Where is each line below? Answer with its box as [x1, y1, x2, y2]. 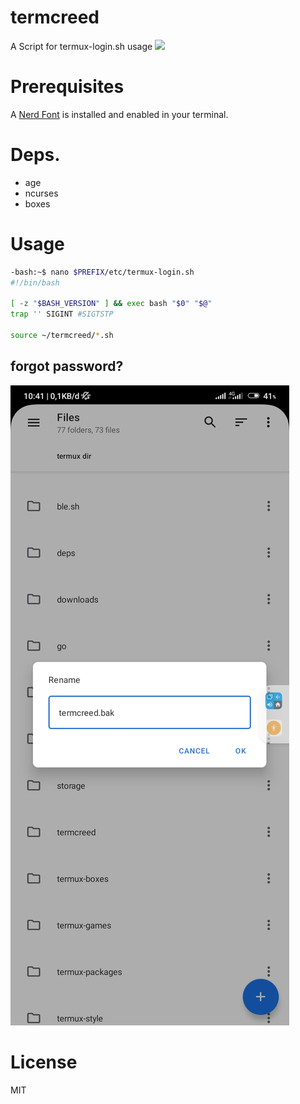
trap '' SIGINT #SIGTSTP [10, 309, 114, 320]
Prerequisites [10, 76, 125, 98]
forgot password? [10, 358, 124, 375]
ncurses [24, 187, 59, 199]
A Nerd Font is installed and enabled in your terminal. [10, 108, 229, 120]
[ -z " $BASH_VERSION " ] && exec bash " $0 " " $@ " [10, 299, 213, 309]
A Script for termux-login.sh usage [10, 40, 153, 52]
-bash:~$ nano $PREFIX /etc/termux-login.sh [10, 267, 195, 277]
